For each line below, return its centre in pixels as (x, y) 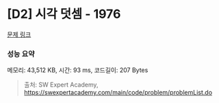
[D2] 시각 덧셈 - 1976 (64, 14)
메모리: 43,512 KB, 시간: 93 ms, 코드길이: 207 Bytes (78, 70)
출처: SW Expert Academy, (61, 85)
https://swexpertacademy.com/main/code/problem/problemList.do (118, 93)
